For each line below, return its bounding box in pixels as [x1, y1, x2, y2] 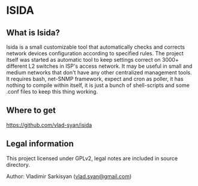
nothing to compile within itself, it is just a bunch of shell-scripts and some [6, 82, 190, 89]
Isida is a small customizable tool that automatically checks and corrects [6, 43, 185, 50]
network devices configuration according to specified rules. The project [6, 50, 184, 57]
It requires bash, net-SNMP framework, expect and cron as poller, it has [6, 76, 184, 82]
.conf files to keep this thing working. [6, 88, 98, 95]
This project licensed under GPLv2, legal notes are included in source [6, 154, 178, 162]
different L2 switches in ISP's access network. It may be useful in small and [6, 62, 193, 70]
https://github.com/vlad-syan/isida [6, 121, 92, 128]
